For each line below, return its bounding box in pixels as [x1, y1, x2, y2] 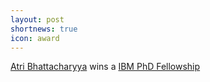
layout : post [10, 14, 65, 25]
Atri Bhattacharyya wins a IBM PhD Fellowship [10, 61, 201, 73]
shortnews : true [10, 24, 78, 34]
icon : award [10, 33, 60, 43]
